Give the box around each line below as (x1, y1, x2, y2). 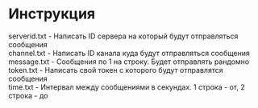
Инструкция (8, 5, 95, 23)
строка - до (8, 90, 48, 100)
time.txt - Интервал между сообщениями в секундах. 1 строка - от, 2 (8, 82, 245, 92)
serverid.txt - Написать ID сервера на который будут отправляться (8, 31, 239, 41)
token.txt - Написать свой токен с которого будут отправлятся (8, 65, 223, 74)
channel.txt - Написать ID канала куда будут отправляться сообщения (8, 48, 250, 58)
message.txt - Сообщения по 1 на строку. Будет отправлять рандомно (8, 57, 250, 66)
